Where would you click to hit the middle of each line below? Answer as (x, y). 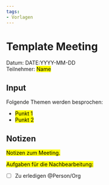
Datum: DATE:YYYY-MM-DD (41, 63)
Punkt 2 (24, 120)
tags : (13, 12)
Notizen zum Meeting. (33, 153)
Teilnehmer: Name (29, 69)
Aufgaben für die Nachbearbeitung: (50, 164)
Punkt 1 (24, 114)
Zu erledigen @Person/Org (48, 176)
